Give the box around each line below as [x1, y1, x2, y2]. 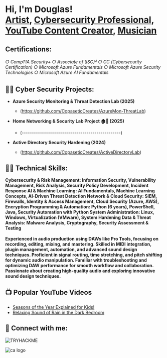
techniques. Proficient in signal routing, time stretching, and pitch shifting [5, 252, 162, 258]
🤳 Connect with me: [5, 324, 68, 332]
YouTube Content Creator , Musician [5, 25, 157, 36]
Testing [5, 225, 22, 231]
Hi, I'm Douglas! [5, 4, 73, 15]
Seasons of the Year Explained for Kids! [12, 304, 95, 310]
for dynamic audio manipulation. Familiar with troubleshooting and [5, 257, 147, 263]
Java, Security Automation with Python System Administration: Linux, [5, 209, 154, 215]
